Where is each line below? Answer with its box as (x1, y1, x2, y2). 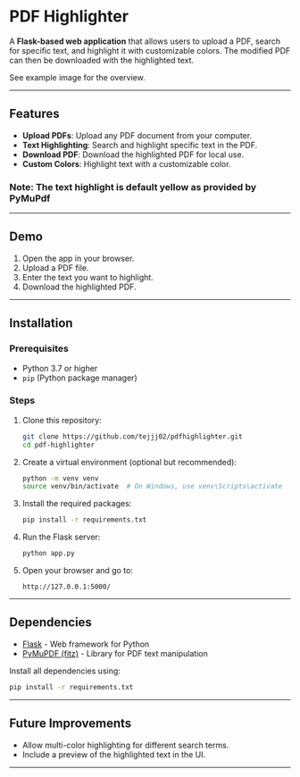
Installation (9, 315, 73, 331)
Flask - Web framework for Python (21, 639, 150, 649)
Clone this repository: (21, 414, 102, 425)
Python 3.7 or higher (21, 363, 98, 373)
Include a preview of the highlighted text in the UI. (21, 748, 206, 760)
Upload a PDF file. (21, 262, 89, 273)
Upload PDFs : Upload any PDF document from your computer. (21, 129, 253, 140)
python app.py (21, 549, 75, 558)
